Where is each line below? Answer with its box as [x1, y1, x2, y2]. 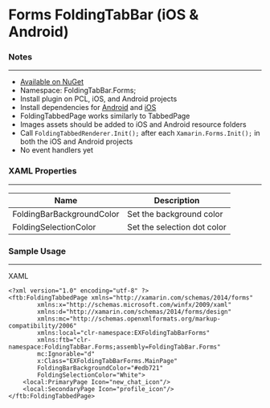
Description [153, 194, 200, 206]
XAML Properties [8, 165, 77, 177]
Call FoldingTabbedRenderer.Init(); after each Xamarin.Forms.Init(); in [19, 129, 260, 138]
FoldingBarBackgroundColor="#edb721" [37, 364, 163, 373]
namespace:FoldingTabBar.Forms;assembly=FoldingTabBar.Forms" [8, 343, 221, 351]
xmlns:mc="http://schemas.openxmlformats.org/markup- [37, 315, 221, 323]
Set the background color [127, 208, 223, 219]
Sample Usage [8, 245, 67, 256]
